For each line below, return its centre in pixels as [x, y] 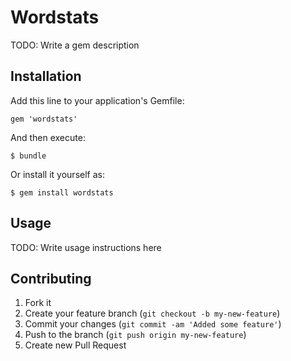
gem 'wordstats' [44, 119]
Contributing [51, 278]
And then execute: [48, 137]
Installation [46, 76]
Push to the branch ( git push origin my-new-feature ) [135, 335]
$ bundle [28, 156]
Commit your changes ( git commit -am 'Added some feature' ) [153, 324]
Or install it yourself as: [57, 174]
